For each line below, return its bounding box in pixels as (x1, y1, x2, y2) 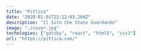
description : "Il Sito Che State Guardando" (6, 19, 117, 25)
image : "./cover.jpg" (6, 25, 60, 31)
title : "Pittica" (6, 8, 49, 15)
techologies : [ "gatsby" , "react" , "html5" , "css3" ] (6, 30, 136, 36)
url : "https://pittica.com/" (6, 36, 78, 42)
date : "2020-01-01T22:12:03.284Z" (6, 14, 91, 20)
